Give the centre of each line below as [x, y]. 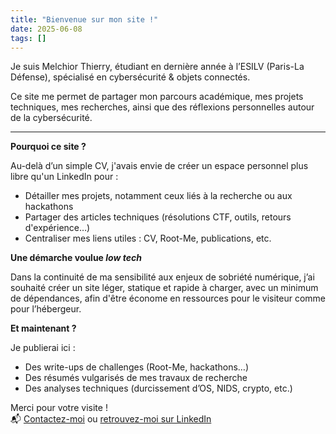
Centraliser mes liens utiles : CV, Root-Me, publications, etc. [148, 238]
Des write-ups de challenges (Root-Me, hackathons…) [136, 367]
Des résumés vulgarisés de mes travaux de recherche [136, 378]
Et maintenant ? [43, 328]
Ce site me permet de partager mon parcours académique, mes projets [157, 97]
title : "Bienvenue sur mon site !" [84, 19]
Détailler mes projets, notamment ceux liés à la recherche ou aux [158, 196]
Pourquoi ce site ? [48, 147]
